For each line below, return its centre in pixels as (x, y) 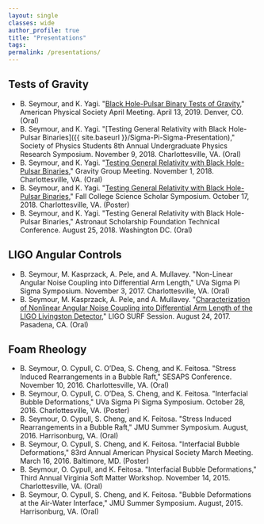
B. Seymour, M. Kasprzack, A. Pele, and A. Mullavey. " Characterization (135, 299)
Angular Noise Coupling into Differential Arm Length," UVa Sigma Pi (130, 282)
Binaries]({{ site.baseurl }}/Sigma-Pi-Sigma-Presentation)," (139, 137)
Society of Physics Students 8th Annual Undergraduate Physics (124, 145)
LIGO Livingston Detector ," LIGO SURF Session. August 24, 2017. (125, 316)
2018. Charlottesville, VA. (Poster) (75, 205)
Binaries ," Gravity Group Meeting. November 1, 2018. (128, 170)
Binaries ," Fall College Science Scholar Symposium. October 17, (146, 196)
